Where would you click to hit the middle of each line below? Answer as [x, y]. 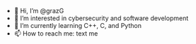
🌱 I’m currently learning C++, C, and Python [77, 25]
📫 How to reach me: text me [56, 34]
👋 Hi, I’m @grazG [39, 11]
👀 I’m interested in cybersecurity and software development [101, 18]
